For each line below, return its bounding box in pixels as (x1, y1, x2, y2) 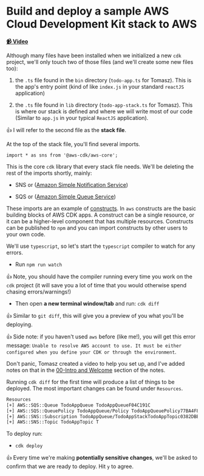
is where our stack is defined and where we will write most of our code (15, 108, 193, 115)
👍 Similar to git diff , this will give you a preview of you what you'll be (6, 312, 184, 319)
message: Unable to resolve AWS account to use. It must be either (6, 341, 182, 349)
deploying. (6, 321, 33, 328)
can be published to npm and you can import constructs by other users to (6, 224, 188, 231)
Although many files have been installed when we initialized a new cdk (6, 52, 182, 59)
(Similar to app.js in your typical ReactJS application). (15, 114, 149, 121)
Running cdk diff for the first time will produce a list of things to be (6, 378, 175, 385)
